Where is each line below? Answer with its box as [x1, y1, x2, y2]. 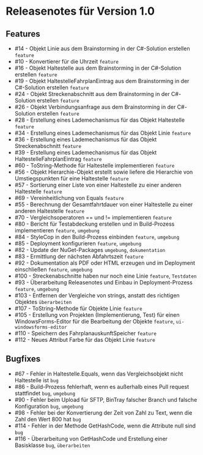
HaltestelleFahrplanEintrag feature [14, 155, 102, 163]
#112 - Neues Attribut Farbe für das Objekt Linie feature [14, 336, 155, 343]
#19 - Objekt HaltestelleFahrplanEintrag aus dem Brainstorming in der [14, 78, 190, 84]
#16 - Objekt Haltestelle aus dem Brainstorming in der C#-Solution [14, 64, 182, 72]
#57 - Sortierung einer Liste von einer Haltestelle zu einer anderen [14, 182, 182, 188]
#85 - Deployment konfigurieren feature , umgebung [14, 240, 142, 247]
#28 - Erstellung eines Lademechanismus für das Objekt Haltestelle [14, 116, 185, 124]
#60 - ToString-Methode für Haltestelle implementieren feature [14, 162, 175, 169]
